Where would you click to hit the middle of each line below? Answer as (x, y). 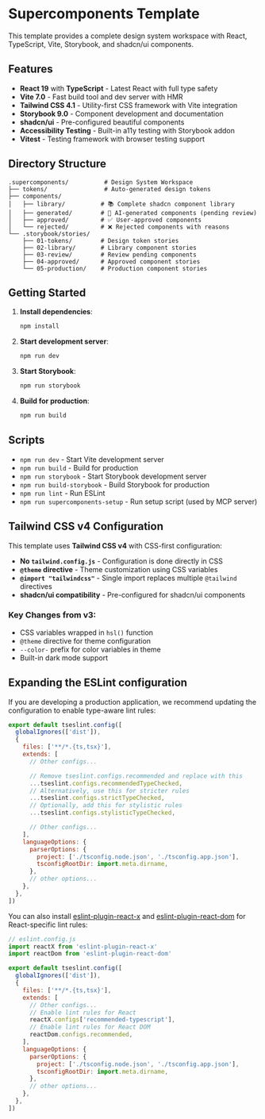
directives (36, 586)
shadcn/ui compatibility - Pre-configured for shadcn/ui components (132, 594)
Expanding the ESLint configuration (98, 683)
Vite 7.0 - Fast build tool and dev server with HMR (102, 97)
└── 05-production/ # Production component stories (115, 268)
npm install (39, 326)
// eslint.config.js (42, 939)
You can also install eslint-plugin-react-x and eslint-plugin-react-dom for (127, 916)
